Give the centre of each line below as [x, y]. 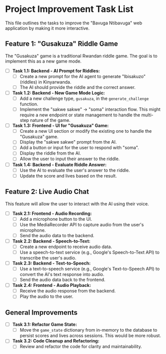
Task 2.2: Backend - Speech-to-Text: [51, 241]
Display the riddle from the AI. [50, 153]
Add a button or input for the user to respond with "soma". [79, 148]
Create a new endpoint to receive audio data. [66, 247]
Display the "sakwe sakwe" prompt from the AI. [68, 142]
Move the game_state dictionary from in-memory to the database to [88, 330]
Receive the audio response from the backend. [68, 291]
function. [29, 104]
